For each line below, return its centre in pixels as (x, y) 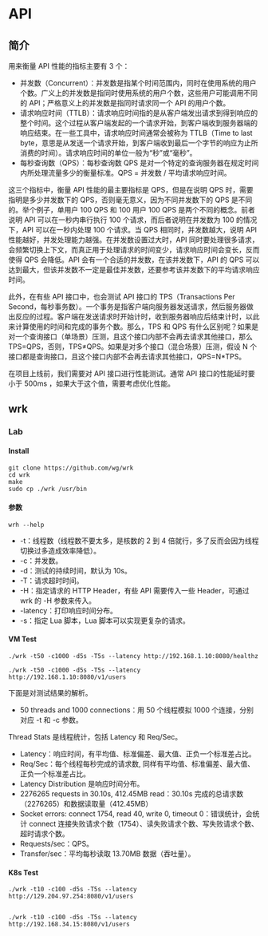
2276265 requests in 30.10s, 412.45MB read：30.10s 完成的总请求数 (132, 793)
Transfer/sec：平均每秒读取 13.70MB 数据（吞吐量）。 (107, 853)
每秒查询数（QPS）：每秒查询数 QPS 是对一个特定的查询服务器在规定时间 (139, 163)
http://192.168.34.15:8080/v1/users (69, 924)
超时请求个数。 (44, 833)
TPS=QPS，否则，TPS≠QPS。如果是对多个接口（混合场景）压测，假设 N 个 (133, 347)
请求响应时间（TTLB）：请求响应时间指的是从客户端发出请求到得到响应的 (138, 113)
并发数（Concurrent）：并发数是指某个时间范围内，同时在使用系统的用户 (138, 83)
